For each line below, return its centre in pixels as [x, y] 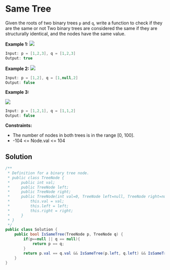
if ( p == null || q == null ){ [52, 239]
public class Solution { [31, 230]
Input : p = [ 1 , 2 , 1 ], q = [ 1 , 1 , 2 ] [40, 111]
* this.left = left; [38, 206]
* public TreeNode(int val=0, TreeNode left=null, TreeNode [76, 197]
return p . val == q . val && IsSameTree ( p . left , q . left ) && [85, 253]
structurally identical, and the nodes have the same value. [65, 33]
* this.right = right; [40, 211]
